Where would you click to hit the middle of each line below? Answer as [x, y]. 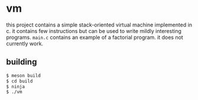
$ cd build [20, 81]
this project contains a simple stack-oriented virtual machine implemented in [99, 25]
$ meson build [24, 75]
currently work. [25, 44]
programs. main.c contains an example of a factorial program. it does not [95, 37]
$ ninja [16, 86]
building [22, 62]
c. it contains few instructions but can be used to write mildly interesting [94, 31]
